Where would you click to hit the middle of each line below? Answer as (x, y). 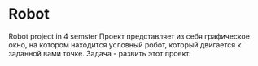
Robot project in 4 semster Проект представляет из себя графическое (129, 36)
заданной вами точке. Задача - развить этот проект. (100, 53)
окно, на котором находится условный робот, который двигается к (125, 44)
